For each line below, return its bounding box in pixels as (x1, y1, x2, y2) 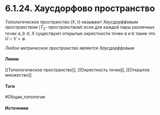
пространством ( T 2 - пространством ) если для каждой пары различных (5, 24, 155, 31)
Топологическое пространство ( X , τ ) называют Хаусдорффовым (5, 19, 138, 25)
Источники (5, 105, 29, 111)
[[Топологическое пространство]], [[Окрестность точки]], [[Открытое (5, 66, 150, 73)
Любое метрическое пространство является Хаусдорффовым (5, 45, 135, 51)
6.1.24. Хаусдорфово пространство (5, 3, 155, 14)
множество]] (5, 72, 32, 78)
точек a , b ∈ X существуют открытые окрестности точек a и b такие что (5, 30, 156, 36)
